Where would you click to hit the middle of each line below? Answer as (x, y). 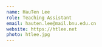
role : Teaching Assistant (39, 18)
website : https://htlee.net (42, 29)
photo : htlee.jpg (28, 35)
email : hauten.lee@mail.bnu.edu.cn (51, 23)
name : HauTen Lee (28, 12)
